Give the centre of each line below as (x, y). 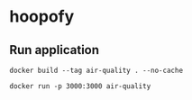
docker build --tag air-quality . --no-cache (96, 70)
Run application (55, 50)
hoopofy (42, 17)
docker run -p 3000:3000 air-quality (80, 86)
